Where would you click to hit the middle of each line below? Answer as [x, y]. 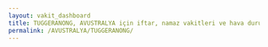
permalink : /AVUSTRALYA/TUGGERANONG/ [71, 30]
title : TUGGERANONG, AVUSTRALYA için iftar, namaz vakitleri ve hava [126, 23]
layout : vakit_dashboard [49, 16]
